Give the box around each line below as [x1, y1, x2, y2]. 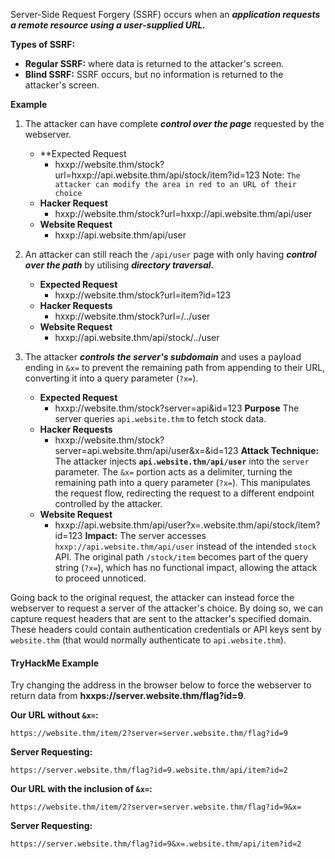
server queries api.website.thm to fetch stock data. [54, 413, 267, 424]
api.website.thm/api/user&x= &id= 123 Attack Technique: [86, 445, 320, 456]
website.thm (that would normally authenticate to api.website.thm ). [10, 634, 287, 646]
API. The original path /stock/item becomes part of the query [54, 551, 309, 563]
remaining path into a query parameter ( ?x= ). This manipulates [54, 477, 312, 488]
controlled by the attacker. [54, 498, 163, 509]
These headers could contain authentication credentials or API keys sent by [10, 624, 322, 635]
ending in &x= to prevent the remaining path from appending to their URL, [24, 362, 326, 373]
